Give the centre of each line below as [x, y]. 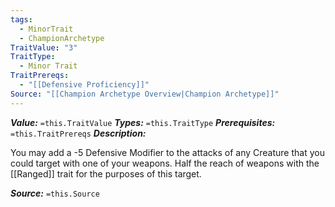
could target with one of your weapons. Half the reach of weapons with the [165, 163]
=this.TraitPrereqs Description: [78, 133]
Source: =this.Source [55, 193]
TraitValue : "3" [44, 47]
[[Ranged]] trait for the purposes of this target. [106, 173]
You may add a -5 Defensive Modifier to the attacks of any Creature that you [167, 152]
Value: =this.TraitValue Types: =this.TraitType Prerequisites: [143, 122]
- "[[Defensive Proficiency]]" [84, 85]
